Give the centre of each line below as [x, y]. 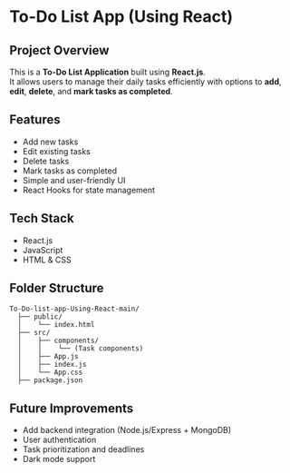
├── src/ [34, 333]
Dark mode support [59, 459]
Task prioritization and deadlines [83, 449]
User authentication [59, 440]
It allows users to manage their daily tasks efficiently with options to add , [146, 82]
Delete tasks [46, 161]
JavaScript [43, 250]
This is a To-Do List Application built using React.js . [107, 72]
